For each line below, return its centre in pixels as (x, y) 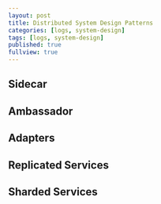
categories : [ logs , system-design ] (67, 30)
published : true (35, 45)
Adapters (32, 138)
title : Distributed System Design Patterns (81, 23)
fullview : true (33, 52)
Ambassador (41, 111)
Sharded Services (53, 192)
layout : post (30, 15)
